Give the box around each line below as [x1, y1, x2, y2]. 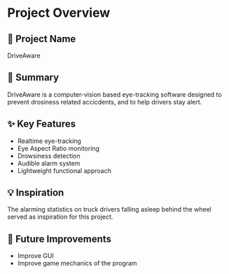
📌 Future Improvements [7, 233, 112, 245]
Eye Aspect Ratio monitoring [17, 144, 100, 152]
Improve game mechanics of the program [17, 259, 138, 268]
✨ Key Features [7, 118, 76, 130]
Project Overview [7, 5, 111, 21]
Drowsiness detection [17, 151, 81, 160]
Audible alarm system [17, 159, 81, 167]
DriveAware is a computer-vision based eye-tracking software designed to [7, 90, 222, 99]
